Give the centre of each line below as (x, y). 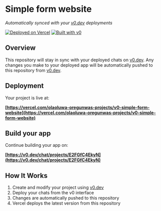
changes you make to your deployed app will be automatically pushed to (79, 65)
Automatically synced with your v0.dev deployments (59, 23)
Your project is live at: (27, 98)
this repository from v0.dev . (33, 70)
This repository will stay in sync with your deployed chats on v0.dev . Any (80, 60)
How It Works (27, 176)
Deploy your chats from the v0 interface (53, 193)
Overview (21, 48)
